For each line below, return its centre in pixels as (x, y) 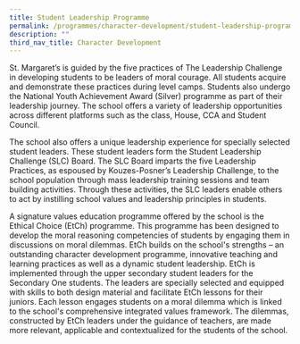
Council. (25, 125)
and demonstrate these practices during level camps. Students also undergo (150, 87)
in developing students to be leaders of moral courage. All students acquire (148, 78)
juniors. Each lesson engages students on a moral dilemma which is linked (146, 302)
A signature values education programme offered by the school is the (137, 216)
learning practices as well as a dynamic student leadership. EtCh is (133, 264)
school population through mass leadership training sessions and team (139, 180)
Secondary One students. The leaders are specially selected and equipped (147, 283)
